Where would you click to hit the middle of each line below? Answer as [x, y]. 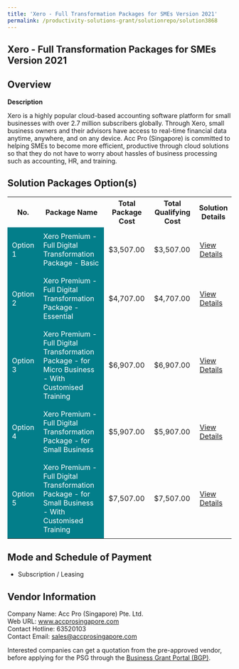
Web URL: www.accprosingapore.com [63, 621]
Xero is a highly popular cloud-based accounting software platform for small [119, 115]
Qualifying [172, 212]
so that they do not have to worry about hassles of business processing [112, 153]
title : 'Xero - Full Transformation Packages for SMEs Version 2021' [113, 14]
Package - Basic [71, 262]
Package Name [71, 212]
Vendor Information [52, 597]
